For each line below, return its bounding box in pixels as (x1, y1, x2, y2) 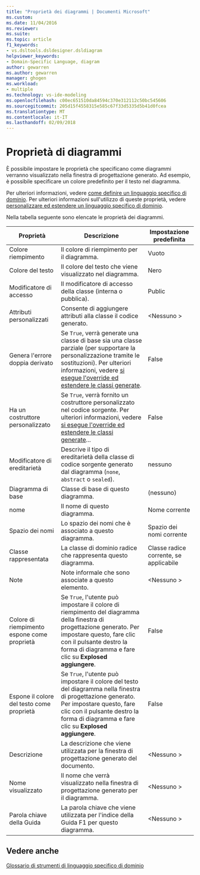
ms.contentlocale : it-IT (6, 114, 68, 120)
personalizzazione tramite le (61, 352, 140, 360)
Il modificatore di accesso (61, 280, 133, 288)
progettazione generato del (61, 754, 137, 763)
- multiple (6, 87, 33, 93)
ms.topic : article (6, 36, 52, 42)
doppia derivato (9, 359, 54, 367)
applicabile (148, 559, 179, 567)
